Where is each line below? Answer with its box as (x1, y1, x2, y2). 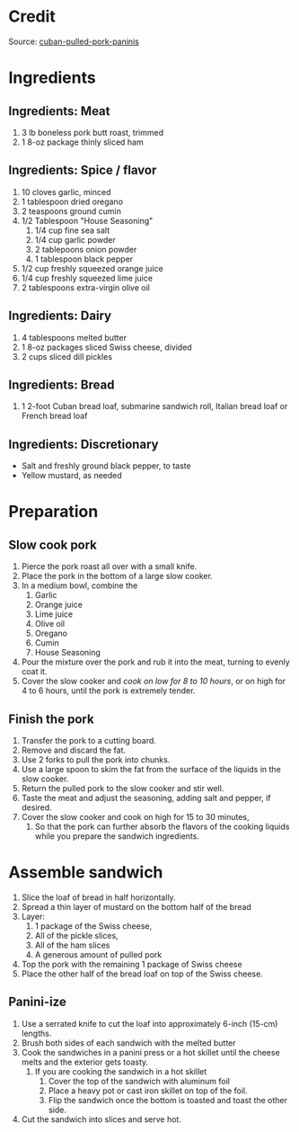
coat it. (21, 666, 48, 677)
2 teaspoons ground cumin (21, 205, 122, 217)
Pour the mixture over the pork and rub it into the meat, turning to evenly (21, 656, 290, 667)
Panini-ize (8, 994, 66, 1010)
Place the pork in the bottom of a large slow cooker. (21, 571, 213, 582)
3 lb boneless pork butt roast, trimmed (21, 127, 163, 138)
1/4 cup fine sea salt (34, 225, 110, 236)
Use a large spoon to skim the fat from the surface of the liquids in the (21, 764, 282, 774)
